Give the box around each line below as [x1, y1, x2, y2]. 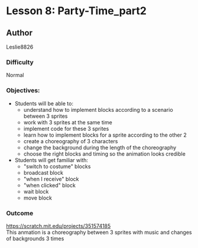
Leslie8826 [6, 43, 34, 50]
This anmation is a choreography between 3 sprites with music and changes [6, 228, 192, 236]
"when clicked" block [23, 182, 76, 189]
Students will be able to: [14, 99, 74, 107]
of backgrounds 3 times [6, 235, 64, 242]
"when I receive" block [23, 175, 79, 182]
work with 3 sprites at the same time [23, 118, 112, 125]
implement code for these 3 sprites [23, 125, 109, 132]
